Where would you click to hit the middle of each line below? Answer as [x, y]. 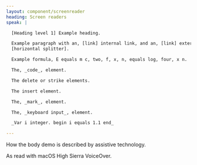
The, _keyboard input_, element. [52, 112]
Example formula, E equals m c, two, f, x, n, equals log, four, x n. [99, 60]
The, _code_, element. [39, 70]
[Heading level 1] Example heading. [56, 33]
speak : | [17, 22]
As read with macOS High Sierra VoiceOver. [59, 156]
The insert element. [36, 91]
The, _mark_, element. [39, 102]
